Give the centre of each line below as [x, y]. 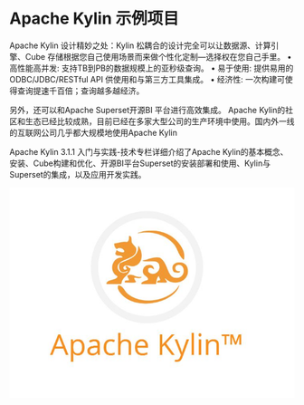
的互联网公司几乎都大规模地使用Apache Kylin [94, 132]
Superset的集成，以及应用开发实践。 [78, 174]
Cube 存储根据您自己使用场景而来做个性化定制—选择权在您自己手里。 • [158, 56]
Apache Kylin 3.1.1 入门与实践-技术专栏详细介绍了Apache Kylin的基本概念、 [149, 151]
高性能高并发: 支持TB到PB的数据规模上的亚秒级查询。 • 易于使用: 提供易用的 [152, 68]
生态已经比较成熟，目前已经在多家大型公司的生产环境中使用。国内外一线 [160, 121]
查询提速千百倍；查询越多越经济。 [81, 91]
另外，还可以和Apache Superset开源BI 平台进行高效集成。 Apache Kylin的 [147, 110]
